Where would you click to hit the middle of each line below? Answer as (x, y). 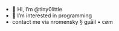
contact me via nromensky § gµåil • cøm (62, 22)
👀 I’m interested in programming (52, 15)
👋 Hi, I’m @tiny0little (37, 9)
